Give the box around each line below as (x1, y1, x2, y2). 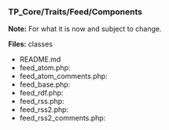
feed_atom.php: (19, 63, 71, 72)
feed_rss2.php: (19, 105, 69, 114)
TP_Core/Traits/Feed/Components (8, 6, 143, 17)
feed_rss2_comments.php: (19, 113, 106, 123)
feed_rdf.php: (19, 88, 64, 98)
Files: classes (8, 39, 53, 49)
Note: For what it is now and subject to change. (8, 24, 162, 34)
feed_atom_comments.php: (19, 72, 108, 81)
